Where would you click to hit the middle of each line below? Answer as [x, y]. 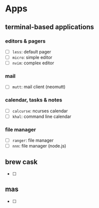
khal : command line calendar [42, 116]
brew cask [21, 162]
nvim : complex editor [33, 63]
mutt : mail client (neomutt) [39, 87]
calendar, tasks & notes [34, 100]
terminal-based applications [50, 27]
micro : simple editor [32, 57]
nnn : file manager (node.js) [39, 146]
